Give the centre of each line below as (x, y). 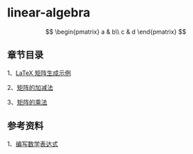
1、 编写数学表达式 (33, 144)
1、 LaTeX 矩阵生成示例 (39, 73)
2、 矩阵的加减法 (30, 87)
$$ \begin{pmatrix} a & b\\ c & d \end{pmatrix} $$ (116, 32)
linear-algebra (49, 13)
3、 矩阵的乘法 (27, 102)
